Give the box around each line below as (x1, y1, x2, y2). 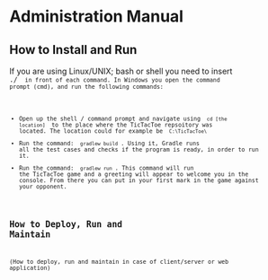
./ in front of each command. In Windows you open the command (9, 75, 220, 84)
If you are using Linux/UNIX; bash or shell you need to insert (9, 66, 233, 76)
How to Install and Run (9, 42, 138, 57)
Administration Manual (9, 6, 184, 27)
